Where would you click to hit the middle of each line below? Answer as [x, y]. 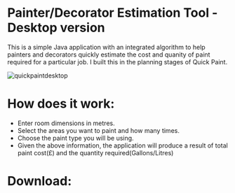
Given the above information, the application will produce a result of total [122, 145]
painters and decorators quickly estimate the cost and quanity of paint [109, 55]
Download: [40, 181]
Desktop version [56, 28]
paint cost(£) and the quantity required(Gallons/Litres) [95, 152]
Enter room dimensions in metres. [66, 123]
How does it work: [61, 104]
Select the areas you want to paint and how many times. [99, 130]
